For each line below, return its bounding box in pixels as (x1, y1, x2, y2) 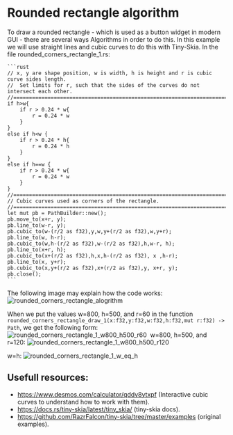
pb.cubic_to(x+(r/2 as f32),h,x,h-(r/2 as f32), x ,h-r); (7, 252, 178, 259)
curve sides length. (7, 75, 67, 83)
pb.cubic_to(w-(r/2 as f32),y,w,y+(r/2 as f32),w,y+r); (7, 228, 172, 235)
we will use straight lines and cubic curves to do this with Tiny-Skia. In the (7, 42, 218, 51)
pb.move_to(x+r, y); (7, 216, 67, 223)
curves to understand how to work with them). (17, 397, 150, 406)
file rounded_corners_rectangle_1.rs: (7, 50, 110, 58)
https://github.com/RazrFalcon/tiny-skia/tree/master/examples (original (17, 412, 221, 420)
